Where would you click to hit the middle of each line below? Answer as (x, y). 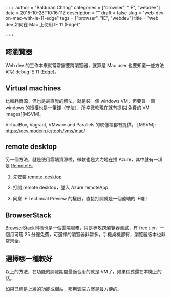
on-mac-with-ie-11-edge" (32, 18)
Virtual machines (33, 88)
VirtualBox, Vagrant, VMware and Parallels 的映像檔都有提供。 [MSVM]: (81, 124)
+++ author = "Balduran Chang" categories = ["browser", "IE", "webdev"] (83, 7)
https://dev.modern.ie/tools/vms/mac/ (45, 131)
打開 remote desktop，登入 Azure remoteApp (60, 188)
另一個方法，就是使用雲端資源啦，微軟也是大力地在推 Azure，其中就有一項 (84, 160)
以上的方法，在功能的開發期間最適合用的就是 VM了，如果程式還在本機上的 (84, 272)
